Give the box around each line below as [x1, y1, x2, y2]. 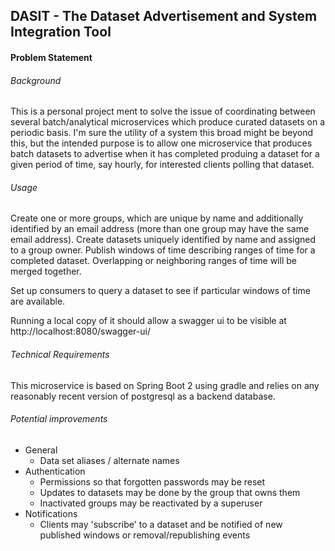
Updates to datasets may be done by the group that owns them [39, 486, 301, 498]
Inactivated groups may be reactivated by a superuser [39, 497, 263, 509]
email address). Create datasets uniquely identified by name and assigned [10, 234, 316, 246]
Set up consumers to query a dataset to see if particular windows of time [10, 285, 311, 297]
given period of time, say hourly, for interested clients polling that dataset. [10, 159, 315, 171]
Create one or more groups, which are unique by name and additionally [10, 212, 304, 224]
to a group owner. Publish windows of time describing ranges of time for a [10, 244, 316, 256]
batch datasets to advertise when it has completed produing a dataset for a [10, 148, 320, 160]
